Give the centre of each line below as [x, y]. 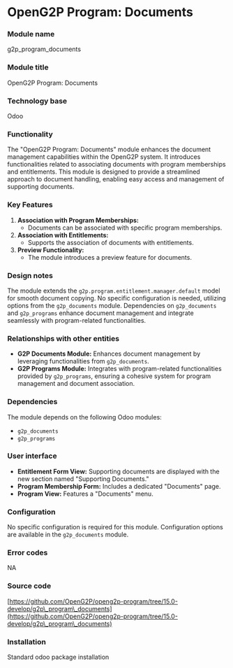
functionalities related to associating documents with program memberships [116, 165]
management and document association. [76, 384]
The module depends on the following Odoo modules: [84, 417]
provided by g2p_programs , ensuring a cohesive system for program [114, 376]
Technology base [37, 101]
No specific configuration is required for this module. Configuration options [115, 527]
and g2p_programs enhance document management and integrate [100, 313]
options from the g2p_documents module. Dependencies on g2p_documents [112, 305]
